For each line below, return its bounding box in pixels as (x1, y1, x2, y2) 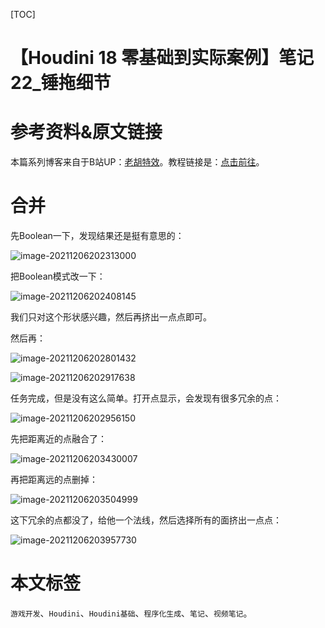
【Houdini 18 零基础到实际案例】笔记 (10, 47, 315, 69)
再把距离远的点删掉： (10, 474, 98, 486)
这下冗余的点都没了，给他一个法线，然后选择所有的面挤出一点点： (10, 514, 282, 526)
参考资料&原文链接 (10, 121, 163, 144)
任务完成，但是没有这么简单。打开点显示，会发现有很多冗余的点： (10, 392, 282, 404)
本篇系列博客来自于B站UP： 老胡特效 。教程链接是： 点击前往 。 (10, 156, 265, 168)
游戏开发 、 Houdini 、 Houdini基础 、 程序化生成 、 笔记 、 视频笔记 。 (10, 607, 253, 619)
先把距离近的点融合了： (10, 433, 107, 445)
